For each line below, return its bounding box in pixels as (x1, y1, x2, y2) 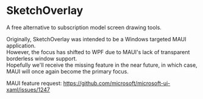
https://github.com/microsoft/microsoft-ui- (63, 80, 171, 87)
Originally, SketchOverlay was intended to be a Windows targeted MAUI (6, 35, 187, 43)
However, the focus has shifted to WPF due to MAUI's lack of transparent (6, 48, 190, 55)
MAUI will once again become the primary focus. (6, 67, 129, 75)
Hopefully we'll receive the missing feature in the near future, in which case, (6, 61, 198, 69)
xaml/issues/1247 (6, 86, 51, 93)
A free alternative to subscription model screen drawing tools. (6, 24, 162, 31)
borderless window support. (6, 55, 77, 62)
